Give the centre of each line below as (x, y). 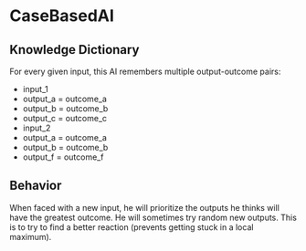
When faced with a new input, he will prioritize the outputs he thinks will (145, 207)
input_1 (35, 89)
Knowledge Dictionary (74, 50)
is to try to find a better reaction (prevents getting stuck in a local (132, 227)
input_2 (37, 128)
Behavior (36, 186)
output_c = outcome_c (65, 118)
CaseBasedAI (62, 16)
